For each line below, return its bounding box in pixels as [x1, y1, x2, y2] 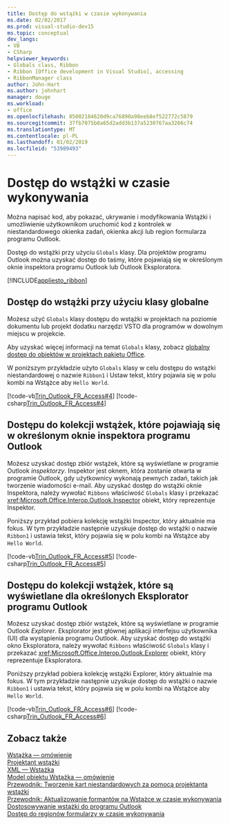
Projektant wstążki [7, 759, 60, 767]
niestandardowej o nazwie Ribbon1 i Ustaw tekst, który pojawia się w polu [7, 371, 216, 379]
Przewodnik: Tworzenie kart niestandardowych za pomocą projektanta [7, 780, 209, 789]
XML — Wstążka [7, 765, 55, 774]
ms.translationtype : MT [7, 126, 76, 133]
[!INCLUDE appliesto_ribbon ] [7, 276, 88, 284]
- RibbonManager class [7, 74, 73, 82]
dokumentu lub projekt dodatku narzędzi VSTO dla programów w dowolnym [7, 322, 223, 330]
